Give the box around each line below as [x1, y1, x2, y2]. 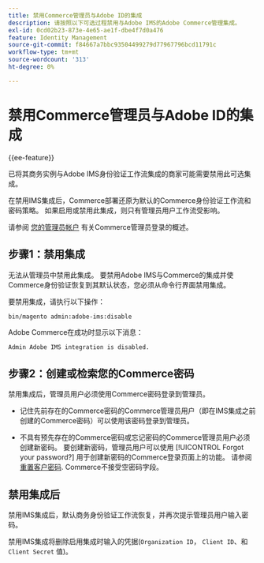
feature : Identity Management [8, 33, 108, 42]
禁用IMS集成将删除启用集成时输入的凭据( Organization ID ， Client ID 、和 [8, 537, 248, 546]
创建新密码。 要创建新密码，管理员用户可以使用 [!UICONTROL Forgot [19, 443, 244, 452]
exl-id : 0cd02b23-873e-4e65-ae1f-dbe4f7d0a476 [8, 26, 164, 34]
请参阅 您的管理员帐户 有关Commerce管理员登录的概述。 [8, 222, 193, 231]
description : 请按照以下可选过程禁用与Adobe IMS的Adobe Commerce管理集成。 [8, 19, 241, 27]
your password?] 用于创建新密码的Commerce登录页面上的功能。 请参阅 [19, 452, 252, 462]
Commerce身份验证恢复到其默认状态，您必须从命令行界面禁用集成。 [8, 280, 231, 289]
